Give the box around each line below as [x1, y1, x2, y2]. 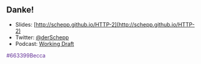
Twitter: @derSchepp [15, 33, 69, 41]
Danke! [6, 5, 34, 15]
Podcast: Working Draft [15, 40, 75, 47]
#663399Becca [6, 51, 46, 59]
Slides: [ [15, 21, 36, 28]
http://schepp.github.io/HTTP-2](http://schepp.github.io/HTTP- [35, 21, 195, 28]
